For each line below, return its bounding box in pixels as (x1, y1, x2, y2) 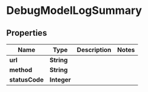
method (9, 66, 32, 74)
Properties (6, 28, 47, 38)
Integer (49, 76, 72, 84)
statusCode (9, 76, 44, 84)
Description (76, 46, 112, 54)
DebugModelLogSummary (6, 4, 143, 18)
